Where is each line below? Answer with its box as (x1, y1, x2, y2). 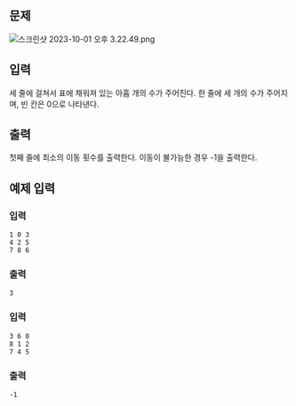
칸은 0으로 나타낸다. (29, 99, 100, 109)
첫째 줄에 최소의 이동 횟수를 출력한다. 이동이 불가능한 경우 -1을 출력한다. (9, 152, 258, 163)
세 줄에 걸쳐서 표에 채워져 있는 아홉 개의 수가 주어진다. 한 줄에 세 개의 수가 (9, 87, 265, 98)
